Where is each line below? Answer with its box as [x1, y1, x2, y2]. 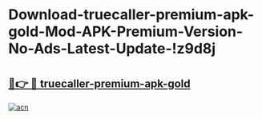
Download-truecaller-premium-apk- [8, 6, 255, 24]
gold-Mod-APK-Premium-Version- [8, 22, 244, 41]
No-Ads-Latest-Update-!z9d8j [8, 40, 216, 58]
